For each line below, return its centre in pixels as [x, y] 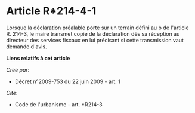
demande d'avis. [27, 47]
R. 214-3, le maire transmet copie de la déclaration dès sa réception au [93, 33]
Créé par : [18, 69]
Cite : [12, 93]
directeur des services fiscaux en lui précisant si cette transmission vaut [95, 40]
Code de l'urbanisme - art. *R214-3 [58, 104]
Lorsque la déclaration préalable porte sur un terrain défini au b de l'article [97, 28]
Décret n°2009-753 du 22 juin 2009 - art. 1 [67, 81]
